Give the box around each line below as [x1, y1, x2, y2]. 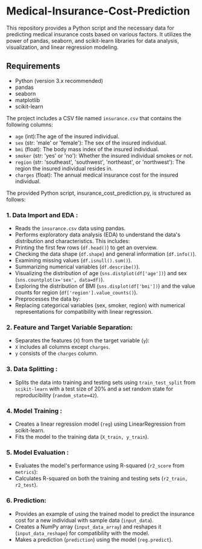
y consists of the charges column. [14, 349, 98, 357]
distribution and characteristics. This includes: [14, 238, 130, 245]
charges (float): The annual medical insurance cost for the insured [14, 171, 179, 178]
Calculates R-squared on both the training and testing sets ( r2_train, [14, 475, 188, 482]
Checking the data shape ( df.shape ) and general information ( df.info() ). [14, 250, 197, 258]
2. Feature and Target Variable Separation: [6, 323, 133, 331]
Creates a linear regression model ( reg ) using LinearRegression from [14, 420, 186, 427]
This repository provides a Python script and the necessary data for [6, 24, 175, 31]
